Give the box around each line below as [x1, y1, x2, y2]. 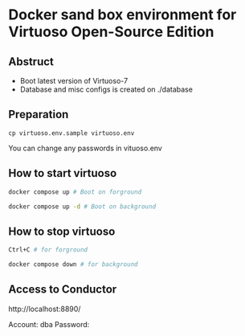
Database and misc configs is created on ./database [19, 84, 193, 94]
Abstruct [8, 55, 55, 68]
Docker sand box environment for [8, 6, 237, 24]
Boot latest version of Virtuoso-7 [19, 76, 129, 85]
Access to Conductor [8, 283, 117, 297]
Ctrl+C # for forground [8, 246, 88, 254]
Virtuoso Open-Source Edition [8, 23, 214, 41]
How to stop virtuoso [8, 224, 116, 238]
